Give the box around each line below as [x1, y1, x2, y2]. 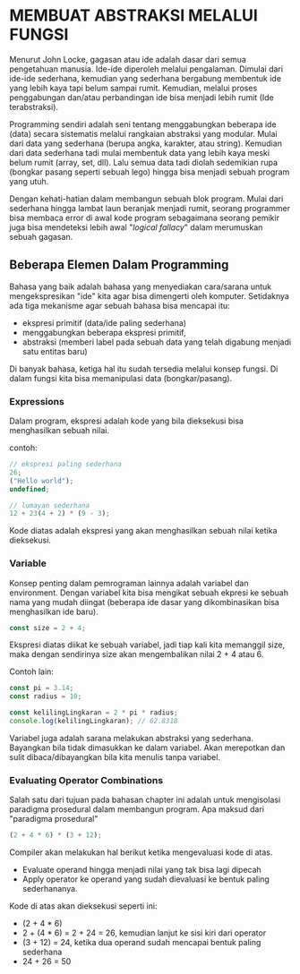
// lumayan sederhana [9, 500, 90, 510]
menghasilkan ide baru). [9, 606, 99, 617]
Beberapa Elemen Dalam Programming [9, 257, 229, 273]
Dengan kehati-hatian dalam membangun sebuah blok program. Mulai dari [9, 193, 284, 204]
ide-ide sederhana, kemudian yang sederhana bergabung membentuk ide [9, 73, 282, 83]
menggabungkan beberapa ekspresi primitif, [21, 327, 186, 337]
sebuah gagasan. [9, 231, 73, 242]
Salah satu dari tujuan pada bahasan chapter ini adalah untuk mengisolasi [9, 794, 281, 806]
